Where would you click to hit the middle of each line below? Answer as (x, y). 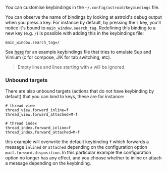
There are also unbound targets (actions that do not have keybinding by (80, 91)
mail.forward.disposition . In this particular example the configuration (78, 153)
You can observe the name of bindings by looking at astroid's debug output (84, 17)
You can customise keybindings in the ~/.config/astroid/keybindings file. (82, 7)
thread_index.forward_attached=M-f (43, 133)
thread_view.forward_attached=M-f (42, 115)
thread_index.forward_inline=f (38, 128)
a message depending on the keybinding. (48, 163)
